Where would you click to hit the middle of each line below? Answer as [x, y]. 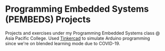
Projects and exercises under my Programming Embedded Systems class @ [82, 33]
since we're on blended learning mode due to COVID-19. [63, 43]
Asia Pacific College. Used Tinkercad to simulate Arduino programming [78, 38]
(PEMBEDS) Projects [48, 19]
